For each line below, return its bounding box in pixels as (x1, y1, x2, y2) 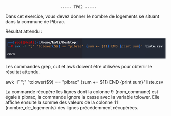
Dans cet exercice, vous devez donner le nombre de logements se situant (5, 13, 159, 19)
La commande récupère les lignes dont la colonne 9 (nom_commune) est (5, 88, 159, 95)
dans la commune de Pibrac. (5, 19, 65, 24)
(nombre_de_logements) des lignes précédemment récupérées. (5, 104, 139, 110)
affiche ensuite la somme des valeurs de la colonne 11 (5, 99, 118, 105)
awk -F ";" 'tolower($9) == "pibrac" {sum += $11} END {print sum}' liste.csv (5, 79, 164, 85)
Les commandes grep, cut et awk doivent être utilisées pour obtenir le (5, 63, 152, 69)
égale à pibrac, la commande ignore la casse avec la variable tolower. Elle (5, 94, 160, 100)
